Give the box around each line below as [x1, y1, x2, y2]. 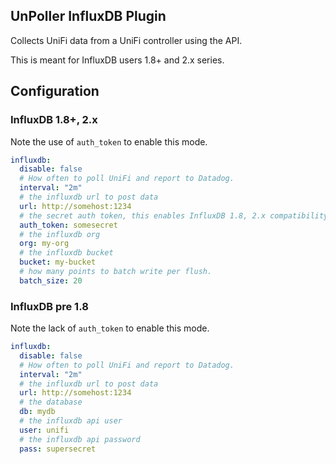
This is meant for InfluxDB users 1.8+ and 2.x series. [10, 54, 225, 66]
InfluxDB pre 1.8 [10, 299, 89, 313]
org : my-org [19, 239, 70, 249]
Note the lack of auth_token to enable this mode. [10, 322, 210, 334]
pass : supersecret [19, 444, 97, 454]
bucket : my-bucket [19, 257, 97, 268]
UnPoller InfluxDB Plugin [10, 8, 167, 25]
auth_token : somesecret [19, 220, 118, 230]
